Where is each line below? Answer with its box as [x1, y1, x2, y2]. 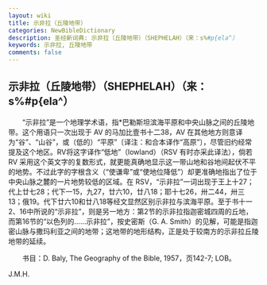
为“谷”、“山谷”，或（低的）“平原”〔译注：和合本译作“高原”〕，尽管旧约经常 [8, 137, 253, 147]
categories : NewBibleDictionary [8, 26, 115, 34]
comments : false [8, 48, 62, 56]
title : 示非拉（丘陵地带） [8, 19, 87, 27]
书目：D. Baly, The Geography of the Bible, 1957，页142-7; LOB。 [21, 253, 236, 263]
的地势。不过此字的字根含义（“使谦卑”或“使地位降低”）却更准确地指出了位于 [8, 167, 257, 176]
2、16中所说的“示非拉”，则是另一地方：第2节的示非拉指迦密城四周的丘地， [8, 206, 253, 216]
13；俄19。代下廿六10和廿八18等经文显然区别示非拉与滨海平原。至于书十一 [8, 196, 253, 206]
